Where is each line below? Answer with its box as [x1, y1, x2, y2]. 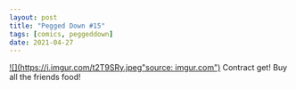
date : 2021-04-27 [9, 37, 74, 47]
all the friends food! [9, 72, 82, 83]
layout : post [9, 12, 58, 22]
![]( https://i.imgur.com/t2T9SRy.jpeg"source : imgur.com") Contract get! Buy [9, 62, 288, 73]
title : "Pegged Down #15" [9, 21, 105, 30]
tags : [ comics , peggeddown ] [9, 29, 114, 38]
